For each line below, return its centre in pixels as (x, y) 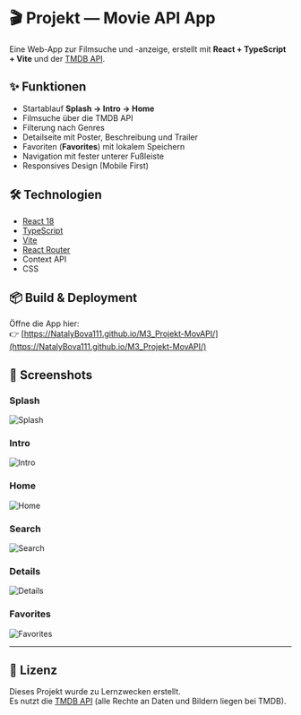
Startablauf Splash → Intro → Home (88, 108)
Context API (44, 259)
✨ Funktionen (48, 87)
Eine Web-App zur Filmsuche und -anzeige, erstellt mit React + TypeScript (148, 49)
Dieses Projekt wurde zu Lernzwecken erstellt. (95, 692)
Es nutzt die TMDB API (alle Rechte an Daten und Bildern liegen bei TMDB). (148, 702)
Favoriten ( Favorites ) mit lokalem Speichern (103, 146)
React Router (46, 249)
